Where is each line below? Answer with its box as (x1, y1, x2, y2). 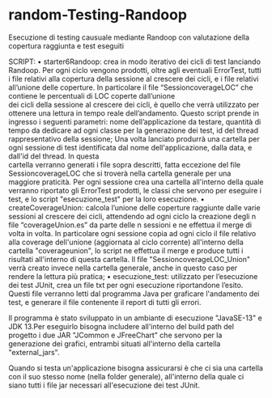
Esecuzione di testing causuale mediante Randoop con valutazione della (8, 32, 249, 42)
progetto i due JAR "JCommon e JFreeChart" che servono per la (8, 330, 223, 340)
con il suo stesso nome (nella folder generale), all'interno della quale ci (8, 371, 244, 381)
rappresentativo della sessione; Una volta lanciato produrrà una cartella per (8, 133, 261, 143)
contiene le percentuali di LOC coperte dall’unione (8, 91, 176, 100)
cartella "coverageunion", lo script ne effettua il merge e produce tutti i (8, 245, 244, 256)
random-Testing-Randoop (8, 6, 188, 24)
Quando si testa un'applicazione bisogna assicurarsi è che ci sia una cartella (8, 362, 263, 373)
